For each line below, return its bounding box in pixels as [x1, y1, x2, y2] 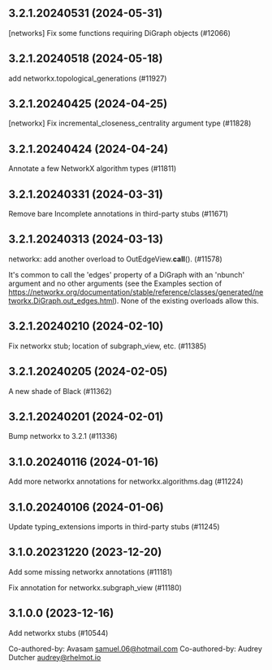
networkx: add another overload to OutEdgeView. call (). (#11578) [8, 254, 223, 264]
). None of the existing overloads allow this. [114, 296, 260, 305]
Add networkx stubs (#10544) [8, 628, 109, 637]
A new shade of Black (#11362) [8, 386, 112, 396]
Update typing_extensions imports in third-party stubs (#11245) [8, 521, 221, 532]
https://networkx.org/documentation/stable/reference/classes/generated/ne [8, 287, 264, 296]
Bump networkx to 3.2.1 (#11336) [8, 431, 118, 441]
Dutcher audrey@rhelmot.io [8, 652, 101, 662]
